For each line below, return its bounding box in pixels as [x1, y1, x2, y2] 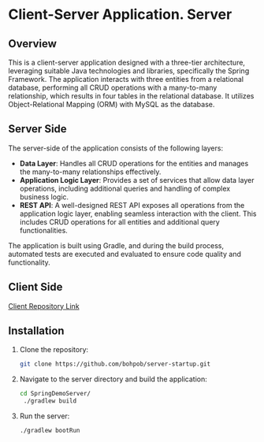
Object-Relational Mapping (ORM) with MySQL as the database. [8, 100, 215, 109]
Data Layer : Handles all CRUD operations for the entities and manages [19, 158, 249, 168]
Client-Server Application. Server [8, 6, 232, 24]
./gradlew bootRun [19, 427, 80, 435]
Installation [8, 325, 65, 338]
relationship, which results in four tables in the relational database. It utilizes [8, 91, 255, 100]
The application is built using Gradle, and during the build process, [8, 240, 225, 250]
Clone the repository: [19, 345, 89, 355]
